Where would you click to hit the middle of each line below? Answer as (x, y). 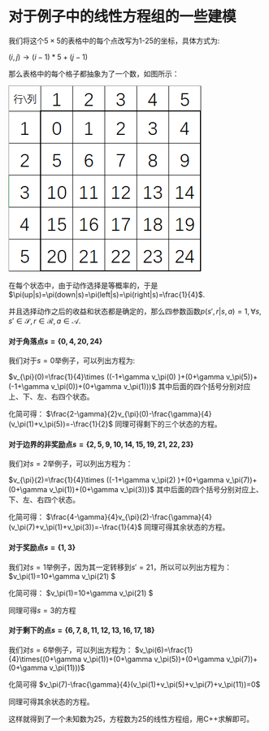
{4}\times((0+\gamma (45, 659)
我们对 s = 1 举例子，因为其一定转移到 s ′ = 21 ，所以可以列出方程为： (120, 567)
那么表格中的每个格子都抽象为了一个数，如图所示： (94, 73)
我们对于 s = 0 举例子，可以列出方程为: (72, 361)
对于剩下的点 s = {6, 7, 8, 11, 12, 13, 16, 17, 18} (82, 630)
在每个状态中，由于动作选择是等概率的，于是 (83, 285)
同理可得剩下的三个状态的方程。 (168, 424)
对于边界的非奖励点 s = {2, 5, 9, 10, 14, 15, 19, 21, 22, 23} (101, 444)
